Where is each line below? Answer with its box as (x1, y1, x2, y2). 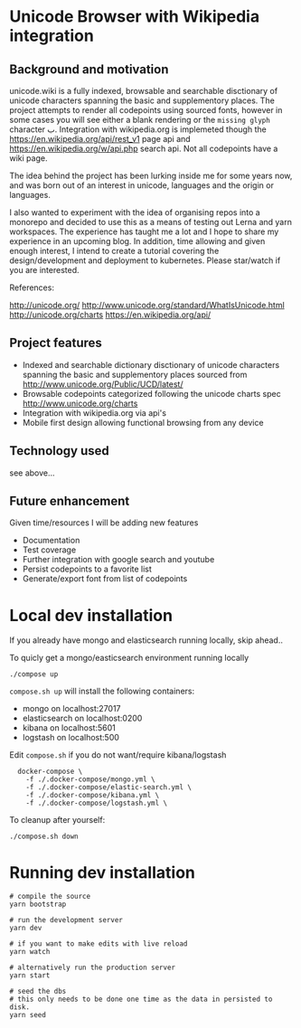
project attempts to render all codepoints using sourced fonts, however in (9, 105, 283, 115)
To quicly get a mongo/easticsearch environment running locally (9, 653, 249, 664)
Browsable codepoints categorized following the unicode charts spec (22, 388, 282, 399)
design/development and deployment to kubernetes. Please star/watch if (9, 255, 281, 266)
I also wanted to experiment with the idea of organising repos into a (9, 207, 260, 218)
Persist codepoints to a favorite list (22, 563, 152, 575)
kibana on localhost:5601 (22, 722, 116, 733)
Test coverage (22, 544, 77, 555)
